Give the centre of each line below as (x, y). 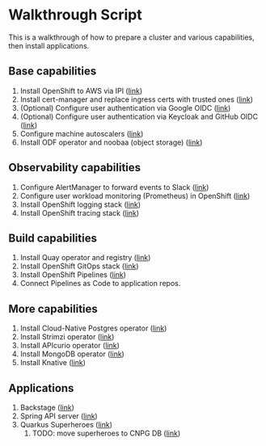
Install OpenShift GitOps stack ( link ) (79, 266)
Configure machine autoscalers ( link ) (82, 133)
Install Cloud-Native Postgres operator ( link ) (93, 328)
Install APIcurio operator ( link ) (70, 346)
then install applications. (49, 45)
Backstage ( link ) (47, 407)
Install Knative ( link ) (53, 363)
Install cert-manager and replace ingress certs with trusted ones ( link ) (136, 99)
